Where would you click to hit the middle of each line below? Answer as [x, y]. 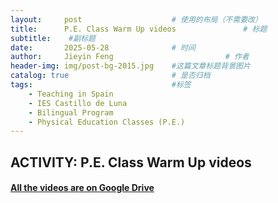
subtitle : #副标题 [53, 38]
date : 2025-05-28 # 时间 [103, 47]
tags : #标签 [101, 85]
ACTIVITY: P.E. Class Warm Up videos [131, 162]
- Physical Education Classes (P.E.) [107, 122]
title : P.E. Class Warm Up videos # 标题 [139, 29]
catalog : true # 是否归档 [110, 76]
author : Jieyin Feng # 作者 [130, 57]
